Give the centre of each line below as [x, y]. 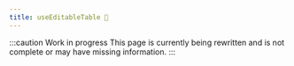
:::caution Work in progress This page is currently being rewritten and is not [147, 42]
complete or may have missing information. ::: [93, 51]
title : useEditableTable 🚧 [59, 17]
